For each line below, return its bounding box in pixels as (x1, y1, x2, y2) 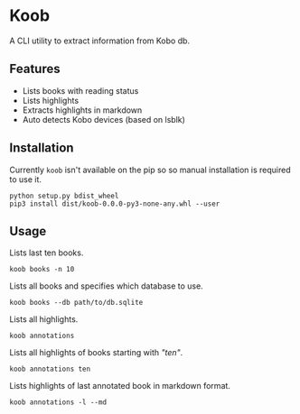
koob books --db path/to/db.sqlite (9, 299, 144, 308)
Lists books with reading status (22, 85, 139, 96)
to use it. (9, 173, 42, 185)
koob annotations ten (9, 364, 91, 374)
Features (9, 61, 61, 77)
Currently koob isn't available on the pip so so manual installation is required (9, 164, 291, 175)
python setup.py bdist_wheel (9, 191, 119, 200)
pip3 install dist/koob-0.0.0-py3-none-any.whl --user (9, 199, 220, 208)
